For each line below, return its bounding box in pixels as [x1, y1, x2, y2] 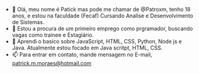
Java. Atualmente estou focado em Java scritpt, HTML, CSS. [11, 44, 163, 51]
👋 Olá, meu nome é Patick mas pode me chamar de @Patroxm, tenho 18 [11, 6, 191, 13]
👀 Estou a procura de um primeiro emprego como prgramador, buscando [11, 25, 194, 32]
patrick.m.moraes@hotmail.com [11, 60, 92, 66]
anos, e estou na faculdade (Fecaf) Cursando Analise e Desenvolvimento [11, 12, 194, 19]
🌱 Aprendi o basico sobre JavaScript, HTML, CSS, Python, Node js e [11, 38, 182, 45]
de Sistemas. [11, 19, 45, 25]
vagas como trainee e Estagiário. [11, 31, 94, 39]
